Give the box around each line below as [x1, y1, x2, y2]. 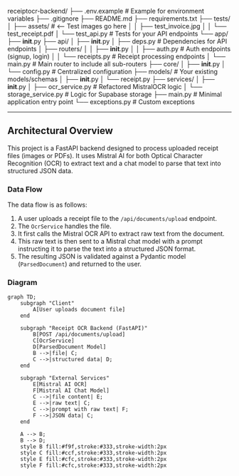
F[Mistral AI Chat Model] [33, 387, 110, 395]
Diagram [7, 278, 38, 288]
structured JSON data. [7, 166, 73, 175]
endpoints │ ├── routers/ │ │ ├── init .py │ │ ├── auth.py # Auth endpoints [7, 45, 231, 53]
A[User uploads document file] [33, 306, 126, 314]
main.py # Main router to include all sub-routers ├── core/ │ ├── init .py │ [7, 60, 226, 68]
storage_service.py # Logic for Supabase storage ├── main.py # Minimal [7, 90, 223, 98]
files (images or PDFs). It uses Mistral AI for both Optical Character [7, 151, 203, 160]
